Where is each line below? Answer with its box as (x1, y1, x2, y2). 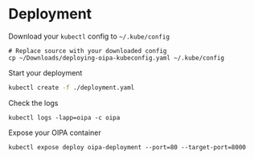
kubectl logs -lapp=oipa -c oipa (8, 113, 121, 121)
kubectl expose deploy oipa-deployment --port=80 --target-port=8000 (8, 143, 247, 151)
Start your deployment (8, 67, 83, 77)
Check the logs (8, 98, 59, 108)
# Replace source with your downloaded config (8, 47, 167, 55)
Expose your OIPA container (8, 128, 102, 137)
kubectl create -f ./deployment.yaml (8, 84, 135, 92)
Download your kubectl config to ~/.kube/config (8, 31, 170, 41)
